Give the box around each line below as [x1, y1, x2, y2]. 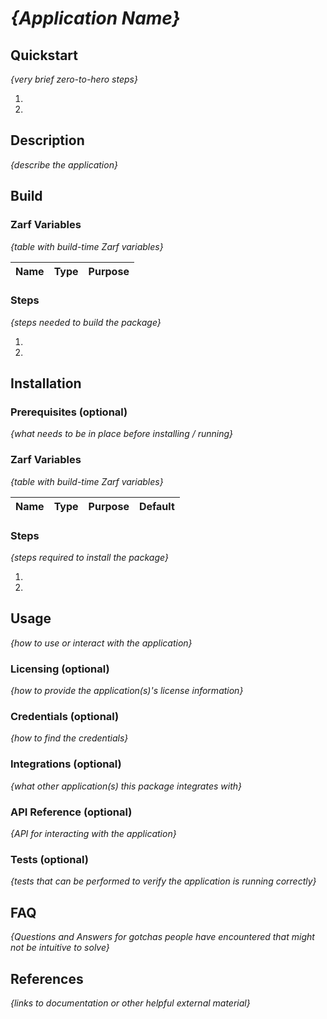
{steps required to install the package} [10, 552, 169, 564]
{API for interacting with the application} [10, 828, 177, 840]
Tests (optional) [10, 853, 89, 866]
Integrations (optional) [10, 757, 122, 771]
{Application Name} [10, 7, 181, 30]
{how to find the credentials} [10, 732, 129, 744]
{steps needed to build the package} [10, 316, 162, 328]
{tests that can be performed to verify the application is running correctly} [10, 875, 317, 887]
